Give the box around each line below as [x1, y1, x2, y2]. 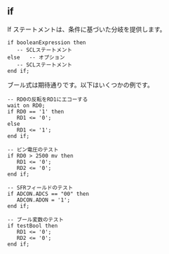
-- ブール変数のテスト [7, 216, 65, 223]
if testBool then [7, 222, 58, 230]
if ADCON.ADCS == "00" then [7, 190, 90, 197]
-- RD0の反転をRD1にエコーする [7, 96, 88, 103]
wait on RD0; [7, 101, 46, 109]
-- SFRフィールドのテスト [7, 184, 74, 191]
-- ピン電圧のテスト [7, 146, 59, 153]
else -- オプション [7, 54, 65, 61]
